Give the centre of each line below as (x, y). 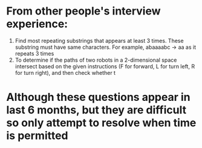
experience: (37, 24)
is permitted (37, 136)
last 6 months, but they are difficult (96, 110)
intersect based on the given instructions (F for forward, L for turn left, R (105, 66)
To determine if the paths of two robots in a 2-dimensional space (96, 60)
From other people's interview (84, 11)
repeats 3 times (34, 53)
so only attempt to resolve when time (101, 123)
